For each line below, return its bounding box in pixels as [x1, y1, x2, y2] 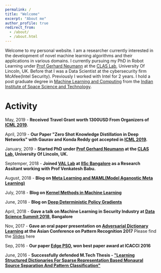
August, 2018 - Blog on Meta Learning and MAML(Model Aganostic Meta [5, 175, 153, 181]
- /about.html [9, 34, 38, 39]
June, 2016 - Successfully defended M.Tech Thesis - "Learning [5, 252, 135, 258]
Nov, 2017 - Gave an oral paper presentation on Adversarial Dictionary [5, 223, 148, 229]
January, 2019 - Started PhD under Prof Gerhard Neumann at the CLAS [5, 146, 149, 152]
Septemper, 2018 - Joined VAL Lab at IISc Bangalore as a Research [5, 160, 141, 166]
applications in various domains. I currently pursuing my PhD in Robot [5, 58, 144, 64]
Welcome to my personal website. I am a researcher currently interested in [5, 47, 154, 53]
